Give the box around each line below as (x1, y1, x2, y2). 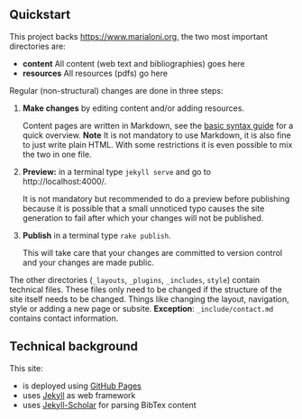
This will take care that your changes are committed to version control (22, 247, 282, 258)
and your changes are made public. (22, 257, 155, 268)
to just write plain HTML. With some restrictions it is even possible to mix (22, 139, 293, 150)
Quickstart (9, 7, 71, 23)
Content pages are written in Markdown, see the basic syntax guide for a (22, 120, 294, 131)
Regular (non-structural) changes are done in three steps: (9, 85, 224, 96)
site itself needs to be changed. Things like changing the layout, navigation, (9, 293, 290, 305)
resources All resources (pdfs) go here (22, 68, 169, 78)
